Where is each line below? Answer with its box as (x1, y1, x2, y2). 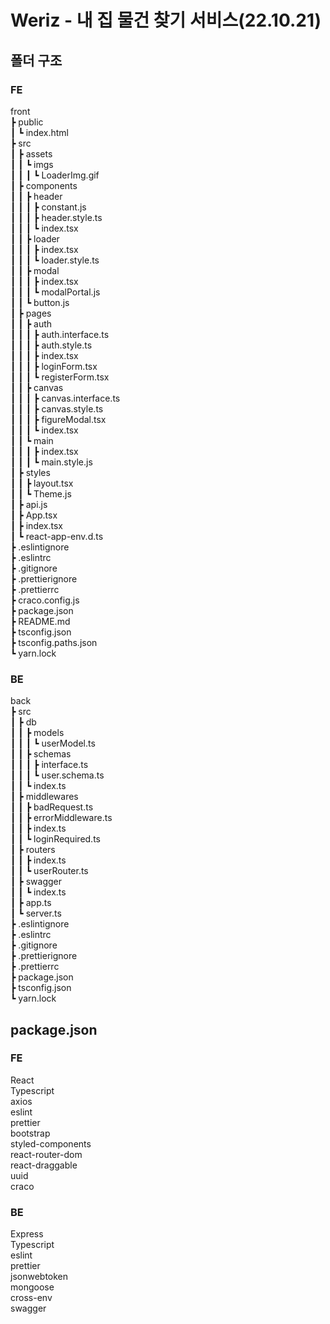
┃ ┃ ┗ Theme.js (10, 487, 72, 500)
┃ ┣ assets (10, 147, 53, 160)
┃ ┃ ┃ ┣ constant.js (10, 201, 87, 213)
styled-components (10, 1137, 92, 1150)
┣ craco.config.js (10, 594, 80, 606)
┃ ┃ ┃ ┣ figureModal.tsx (10, 413, 107, 425)
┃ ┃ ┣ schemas (10, 748, 72, 760)
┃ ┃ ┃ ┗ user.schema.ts (10, 769, 105, 781)
